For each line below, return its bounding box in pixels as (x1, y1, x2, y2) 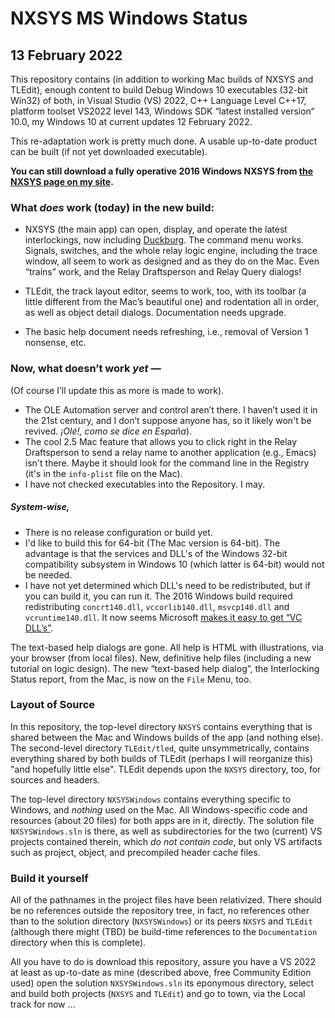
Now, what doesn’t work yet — (10, 362, 162, 376)
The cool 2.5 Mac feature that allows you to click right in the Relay (24, 435, 298, 447)
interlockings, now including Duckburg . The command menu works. (24, 234, 305, 246)
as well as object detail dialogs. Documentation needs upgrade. (24, 307, 287, 319)
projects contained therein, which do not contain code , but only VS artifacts (10, 835, 323, 847)
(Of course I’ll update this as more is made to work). (10, 384, 225, 396)
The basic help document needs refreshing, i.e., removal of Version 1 (24, 326, 309, 338)
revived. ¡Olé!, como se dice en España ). (24, 425, 193, 437)
